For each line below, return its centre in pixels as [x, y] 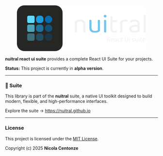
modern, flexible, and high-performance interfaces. [56, 101]
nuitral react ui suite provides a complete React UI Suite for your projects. [79, 59]
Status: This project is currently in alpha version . [54, 68]
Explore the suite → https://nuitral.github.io [48, 111]
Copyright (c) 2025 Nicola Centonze [42, 148]
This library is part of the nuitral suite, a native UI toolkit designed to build [79, 96]
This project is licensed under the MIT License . [52, 138]
